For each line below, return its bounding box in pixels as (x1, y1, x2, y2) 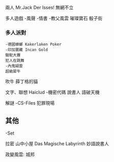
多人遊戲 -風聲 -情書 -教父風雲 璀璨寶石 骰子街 (5, 15, 103, 21)
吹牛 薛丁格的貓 (5, 78, 38, 85)
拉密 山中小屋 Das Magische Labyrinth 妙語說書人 (5, 141, 109, 147)
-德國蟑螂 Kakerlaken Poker (5, 42, 62, 47)
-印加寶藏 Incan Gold (5, 47, 48, 52)
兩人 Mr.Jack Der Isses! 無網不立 (5, 5, 74, 10)
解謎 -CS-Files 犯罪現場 (5, 100, 55, 106)
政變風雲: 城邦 (5, 151, 35, 157)
